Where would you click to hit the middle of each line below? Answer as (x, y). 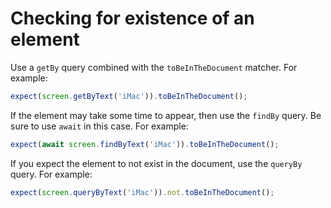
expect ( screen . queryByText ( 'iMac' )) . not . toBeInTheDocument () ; (142, 192)
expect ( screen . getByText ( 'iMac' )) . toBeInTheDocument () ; (129, 96)
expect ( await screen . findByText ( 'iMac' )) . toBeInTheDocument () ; (145, 144)
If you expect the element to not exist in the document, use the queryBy (156, 163)
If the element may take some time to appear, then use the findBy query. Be (166, 115)
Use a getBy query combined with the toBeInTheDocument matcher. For (154, 67)
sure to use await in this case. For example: (99, 126)
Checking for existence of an (132, 18)
